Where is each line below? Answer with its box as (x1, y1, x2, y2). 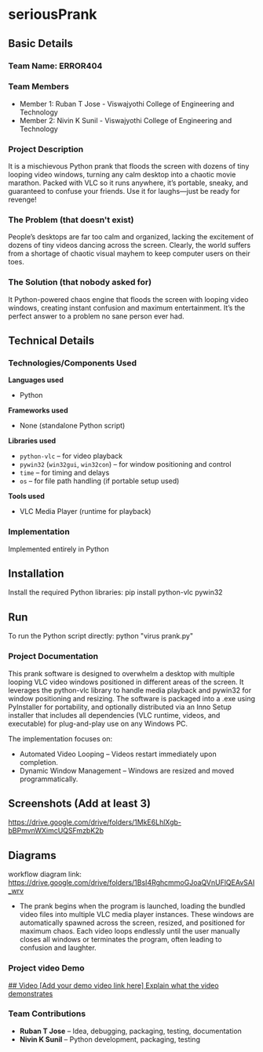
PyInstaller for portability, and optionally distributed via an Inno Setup (8, 702, 232, 712)
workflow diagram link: (8, 869, 82, 879)
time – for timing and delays (19, 468, 110, 478)
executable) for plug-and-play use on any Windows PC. (8, 719, 188, 728)
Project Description (8, 144, 84, 155)
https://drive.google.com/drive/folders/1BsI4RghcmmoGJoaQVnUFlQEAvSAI (8, 878, 255, 887)
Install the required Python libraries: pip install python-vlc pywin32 (8, 588, 223, 597)
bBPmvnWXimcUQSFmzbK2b (8, 826, 104, 835)
